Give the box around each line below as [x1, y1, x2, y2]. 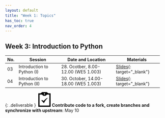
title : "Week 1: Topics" [5, 13, 56, 18]
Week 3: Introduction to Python [5, 42, 103, 50]
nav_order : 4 [5, 24, 32, 28]
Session [29, 56, 47, 62]
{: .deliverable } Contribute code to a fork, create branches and [5, 102, 150, 108]
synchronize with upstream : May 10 [5, 107, 80, 113]
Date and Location [67, 56, 106, 62]
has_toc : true [5, 18, 34, 23]
